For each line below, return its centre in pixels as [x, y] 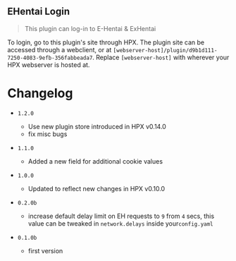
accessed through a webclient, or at [60, 49]
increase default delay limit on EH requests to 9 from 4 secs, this [121, 216]
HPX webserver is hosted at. [49, 65]
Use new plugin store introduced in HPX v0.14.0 [97, 126]
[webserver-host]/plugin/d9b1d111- [165, 50]
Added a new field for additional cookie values [95, 161]
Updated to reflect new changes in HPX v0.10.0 [97, 188]
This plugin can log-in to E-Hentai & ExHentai [90, 28]
